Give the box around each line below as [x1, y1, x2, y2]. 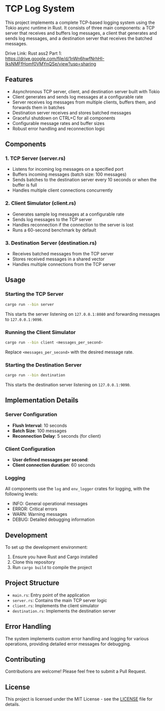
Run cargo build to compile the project [12, 565, 92, 571]
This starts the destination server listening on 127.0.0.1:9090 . [5, 381, 131, 387]
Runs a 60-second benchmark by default [12, 227, 97, 233]
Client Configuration [5, 445, 55, 452]
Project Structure [5, 579, 59, 588]
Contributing [5, 655, 46, 664]
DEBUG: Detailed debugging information [12, 516, 95, 523]
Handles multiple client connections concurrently [12, 187, 113, 193]
